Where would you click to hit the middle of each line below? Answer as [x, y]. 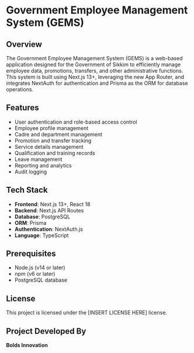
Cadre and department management [58, 134]
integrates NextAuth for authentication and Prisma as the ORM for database [97, 83]
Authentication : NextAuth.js [49, 229]
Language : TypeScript [41, 235]
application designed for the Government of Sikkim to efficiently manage [93, 64]
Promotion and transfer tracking [53, 140]
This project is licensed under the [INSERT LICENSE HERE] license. [87, 313]
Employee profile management [51, 128]
